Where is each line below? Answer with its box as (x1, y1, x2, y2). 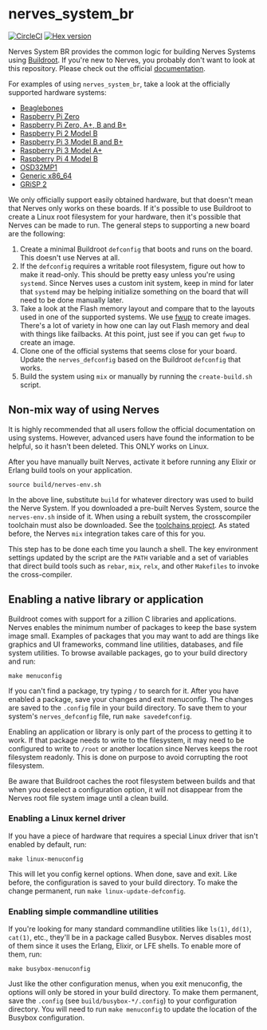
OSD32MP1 (19, 162, 58, 172)
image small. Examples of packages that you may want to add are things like (8, 631, 259, 640)
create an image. (19, 337, 76, 347)
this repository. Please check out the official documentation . (8, 63, 206, 73)
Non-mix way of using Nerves (8, 403, 159, 417)
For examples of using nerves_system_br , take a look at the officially (8, 79, 230, 89)
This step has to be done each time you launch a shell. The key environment (8, 544, 259, 553)
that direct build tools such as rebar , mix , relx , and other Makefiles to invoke (8, 561, 260, 571)
